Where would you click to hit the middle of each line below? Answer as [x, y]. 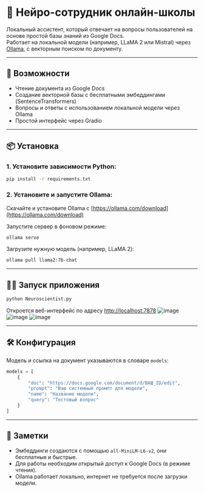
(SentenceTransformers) [46, 101]
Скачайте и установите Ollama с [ [50, 208]
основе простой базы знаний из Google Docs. [65, 35]
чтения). [26, 470]
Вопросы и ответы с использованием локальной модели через [97, 107]
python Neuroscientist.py [39, 299]
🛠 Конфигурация [41, 343]
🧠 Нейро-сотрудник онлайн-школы [101, 12]
